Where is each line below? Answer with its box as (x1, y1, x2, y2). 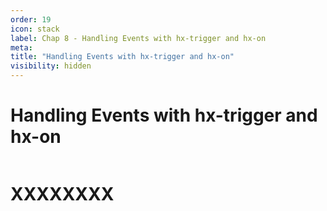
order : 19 (10, 14, 52, 25)
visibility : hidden (10, 61, 92, 71)
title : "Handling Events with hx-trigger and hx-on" (10, 52, 235, 62)
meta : (10, 42, 33, 53)
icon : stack (10, 24, 60, 34)
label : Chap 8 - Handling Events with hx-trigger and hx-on (10, 33, 267, 43)
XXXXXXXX (10, 183, 115, 206)
